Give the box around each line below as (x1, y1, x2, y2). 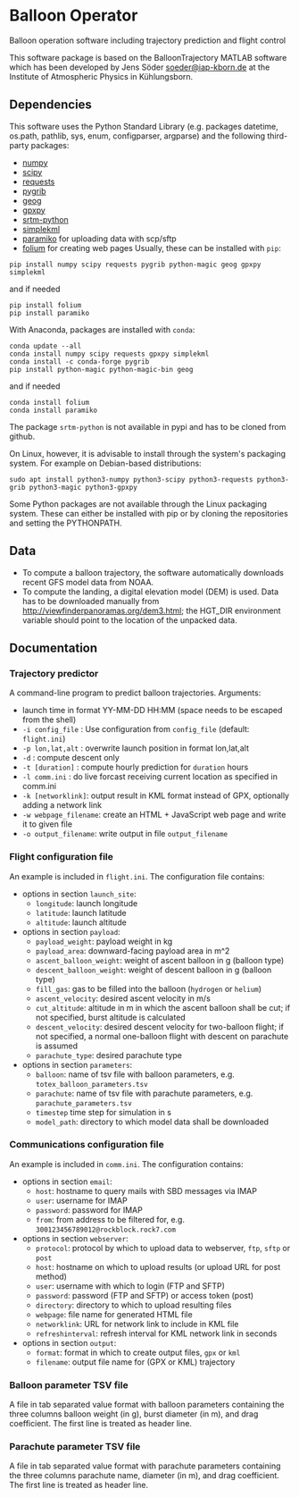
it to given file (21, 819, 73, 829)
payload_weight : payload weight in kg (35, 936, 173, 946)
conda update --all (9, 341, 82, 350)
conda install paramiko (9, 406, 98, 415)
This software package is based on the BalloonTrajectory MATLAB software (9, 52, 287, 63)
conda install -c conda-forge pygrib (9, 357, 150, 366)
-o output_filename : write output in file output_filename (21, 828, 228, 839)
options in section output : (21, 1337, 117, 1348)
